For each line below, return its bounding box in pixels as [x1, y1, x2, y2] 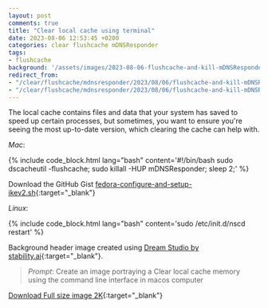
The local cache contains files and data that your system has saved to [8, 108, 238, 117]
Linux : [8, 203, 29, 213]
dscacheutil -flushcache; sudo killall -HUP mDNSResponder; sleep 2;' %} [8, 164, 250, 174]
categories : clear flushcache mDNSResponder [8, 41, 159, 49]
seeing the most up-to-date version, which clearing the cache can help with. [8, 124, 260, 134]
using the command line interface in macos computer [27, 275, 203, 285]
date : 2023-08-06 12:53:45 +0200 [8, 34, 120, 42]
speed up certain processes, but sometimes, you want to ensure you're [8, 116, 243, 126]
